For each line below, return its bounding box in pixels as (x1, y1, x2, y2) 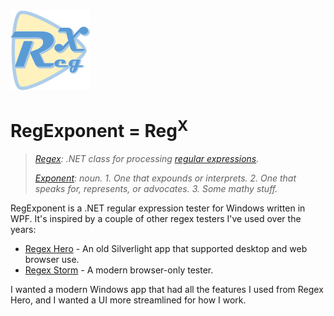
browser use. (24, 254, 80, 266)
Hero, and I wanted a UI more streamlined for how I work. (10, 294, 247, 306)
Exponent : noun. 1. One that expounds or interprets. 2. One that (34, 172, 297, 184)
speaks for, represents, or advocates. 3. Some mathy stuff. (34, 183, 278, 195)
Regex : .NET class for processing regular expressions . (34, 153, 260, 165)
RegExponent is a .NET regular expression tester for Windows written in (10, 202, 306, 214)
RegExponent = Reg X (10, 116, 189, 143)
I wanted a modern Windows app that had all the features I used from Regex (10, 284, 324, 296)
